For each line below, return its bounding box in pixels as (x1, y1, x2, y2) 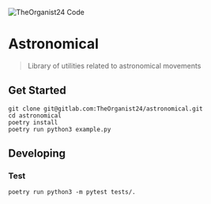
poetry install (8, 118, 58, 126)
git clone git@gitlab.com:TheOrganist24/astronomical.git (8, 105, 203, 113)
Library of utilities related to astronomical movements (27, 61, 202, 70)
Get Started (8, 83, 66, 98)
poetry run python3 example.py (8, 125, 111, 133)
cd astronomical (8, 111, 62, 120)
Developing (8, 147, 66, 161)
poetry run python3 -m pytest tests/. (8, 188, 136, 196)
